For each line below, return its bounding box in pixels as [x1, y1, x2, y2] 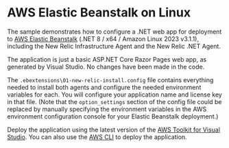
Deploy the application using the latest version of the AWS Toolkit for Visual [7, 125, 221, 134]
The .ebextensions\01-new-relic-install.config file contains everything [7, 75, 214, 84]
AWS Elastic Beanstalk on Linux [7, 5, 191, 21]
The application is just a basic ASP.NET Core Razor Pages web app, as [7, 55, 207, 63]
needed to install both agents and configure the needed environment [7, 83, 202, 91]
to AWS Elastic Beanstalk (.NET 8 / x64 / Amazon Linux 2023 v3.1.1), [7, 34, 199, 42]
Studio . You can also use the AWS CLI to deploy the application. [7, 132, 187, 141]
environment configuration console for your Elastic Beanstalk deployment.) [7, 112, 219, 121]
